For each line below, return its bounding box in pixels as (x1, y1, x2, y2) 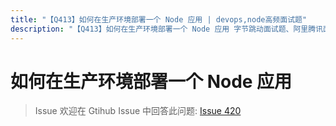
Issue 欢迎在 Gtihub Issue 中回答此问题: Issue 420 (34, 105, 242, 117)
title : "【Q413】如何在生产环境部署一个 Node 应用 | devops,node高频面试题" (10, 14, 308, 25)
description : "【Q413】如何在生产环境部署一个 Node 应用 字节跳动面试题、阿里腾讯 (10, 24, 324, 34)
